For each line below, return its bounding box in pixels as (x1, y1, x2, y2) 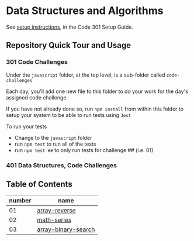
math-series (37, 216, 72, 224)
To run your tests (6, 123, 47, 130)
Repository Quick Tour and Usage (6, 40, 131, 50)
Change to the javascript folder (14, 134, 92, 141)
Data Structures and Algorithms (6, 4, 164, 18)
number (9, 197, 32, 205)
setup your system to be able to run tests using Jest (6, 111, 131, 118)
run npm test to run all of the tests (14, 140, 96, 147)
